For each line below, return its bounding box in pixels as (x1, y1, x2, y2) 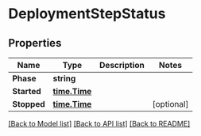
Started (12, 86, 41, 96)
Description (99, 60, 145, 70)
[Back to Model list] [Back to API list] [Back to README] (8, 119, 191, 128)
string (52, 73, 76, 84)
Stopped (12, 99, 45, 109)
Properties (8, 36, 62, 50)
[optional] (152, 99, 189, 109)
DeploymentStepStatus (8, 5, 166, 23)
